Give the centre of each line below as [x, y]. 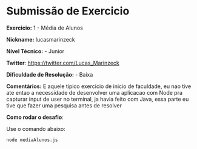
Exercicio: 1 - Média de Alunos [45, 28]
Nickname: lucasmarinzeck [41, 39]
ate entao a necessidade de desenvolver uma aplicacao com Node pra [95, 92]
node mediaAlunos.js [32, 140]
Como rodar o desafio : [35, 117]
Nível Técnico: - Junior [35, 51]
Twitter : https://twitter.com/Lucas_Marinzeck [63, 63]
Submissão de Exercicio [68, 11]
